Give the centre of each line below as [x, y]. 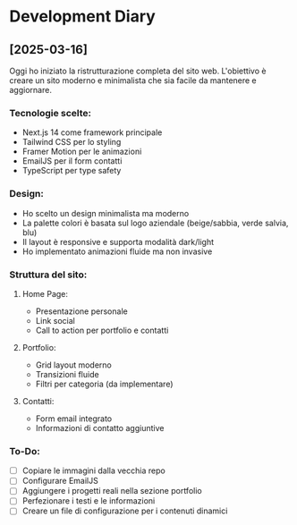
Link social [55, 320]
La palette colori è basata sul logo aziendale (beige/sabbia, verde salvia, [155, 223]
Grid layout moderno [73, 365]
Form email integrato [74, 419]
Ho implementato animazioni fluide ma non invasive [117, 251]
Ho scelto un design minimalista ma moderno [106, 213]
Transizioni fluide [68, 374]
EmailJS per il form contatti [72, 161]
